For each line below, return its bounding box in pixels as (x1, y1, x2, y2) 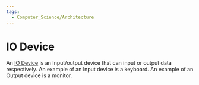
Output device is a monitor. (6, 72, 72, 79)
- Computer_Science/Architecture (11, 14, 94, 20)
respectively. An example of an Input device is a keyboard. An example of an (6, 66, 194, 73)
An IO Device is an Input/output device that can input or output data (6, 59, 172, 67)
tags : (6, 8, 20, 15)
